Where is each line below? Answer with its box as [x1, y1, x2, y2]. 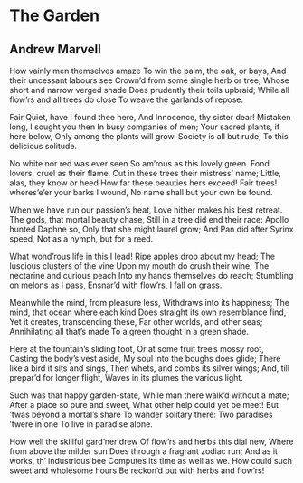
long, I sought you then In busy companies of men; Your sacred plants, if [9, 121, 280, 132]
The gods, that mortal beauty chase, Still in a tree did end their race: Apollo [9, 214, 289, 224]
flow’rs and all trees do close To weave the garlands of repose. [9, 94, 244, 105]
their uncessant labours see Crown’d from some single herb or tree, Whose [9, 75, 289, 86]
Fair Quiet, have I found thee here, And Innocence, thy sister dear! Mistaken [9, 112, 291, 122]
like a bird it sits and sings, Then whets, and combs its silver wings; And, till [9, 363, 290, 374]
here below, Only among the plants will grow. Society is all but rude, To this [9, 131, 289, 141]
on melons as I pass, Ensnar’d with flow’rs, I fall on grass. [9, 279, 223, 290]
